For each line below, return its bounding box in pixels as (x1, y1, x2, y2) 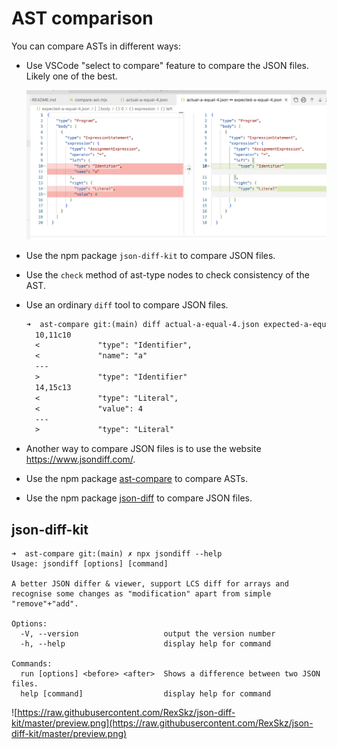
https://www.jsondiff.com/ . (25, 453, 136, 466)
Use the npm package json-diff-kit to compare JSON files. (25, 249, 276, 261)
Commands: (11, 659, 53, 669)
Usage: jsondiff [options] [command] (11, 559, 169, 569)
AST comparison (11, 7, 154, 30)
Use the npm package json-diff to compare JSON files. (25, 492, 253, 504)
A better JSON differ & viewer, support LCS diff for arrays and (11, 579, 289, 589)
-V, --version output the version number (20, 629, 276, 639)
